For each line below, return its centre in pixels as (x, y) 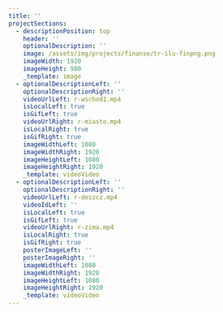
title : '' (25, 16)
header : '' (41, 39)
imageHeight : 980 (52, 69)
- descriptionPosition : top (63, 31)
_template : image (52, 76)
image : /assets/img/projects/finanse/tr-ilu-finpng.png (120, 54)
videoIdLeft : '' (51, 205)
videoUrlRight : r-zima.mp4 (69, 227)
